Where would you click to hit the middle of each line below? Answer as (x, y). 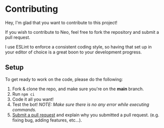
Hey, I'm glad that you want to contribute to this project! (61, 23)
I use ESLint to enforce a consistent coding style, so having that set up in (78, 47)
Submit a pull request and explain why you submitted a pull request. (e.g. (86, 115)
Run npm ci (23, 94)
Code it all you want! (33, 99)
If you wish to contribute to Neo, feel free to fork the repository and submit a (82, 32)
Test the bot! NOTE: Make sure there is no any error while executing (81, 104)
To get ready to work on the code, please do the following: (64, 79)
